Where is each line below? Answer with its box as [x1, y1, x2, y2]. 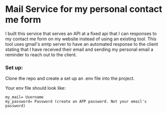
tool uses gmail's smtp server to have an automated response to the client [5, 41, 158, 47]
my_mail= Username [5, 95, 44, 100]
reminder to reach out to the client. [5, 51, 77, 58]
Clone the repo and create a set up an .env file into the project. [5, 76, 135, 82]
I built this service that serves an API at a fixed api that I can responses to [5, 30, 157, 36]
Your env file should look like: [5, 85, 66, 91]
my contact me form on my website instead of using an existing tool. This [5, 36, 156, 42]
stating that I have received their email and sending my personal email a [5, 46, 154, 52]
